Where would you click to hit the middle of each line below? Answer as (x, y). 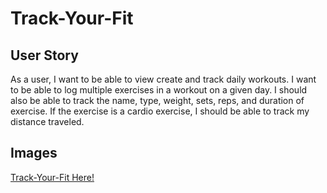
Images (34, 153)
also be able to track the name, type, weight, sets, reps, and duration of (157, 100)
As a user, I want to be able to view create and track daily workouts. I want (163, 79)
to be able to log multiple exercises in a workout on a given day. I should (159, 90)
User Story (44, 55)
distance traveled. (47, 121)
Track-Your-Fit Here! (52, 177)
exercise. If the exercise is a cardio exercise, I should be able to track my (160, 111)
